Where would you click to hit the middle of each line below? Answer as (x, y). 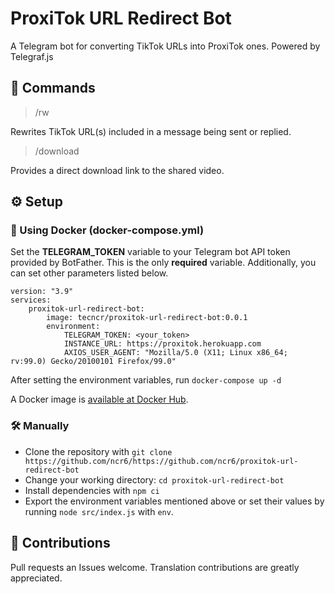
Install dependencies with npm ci (92, 490)
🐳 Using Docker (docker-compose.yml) (107, 230)
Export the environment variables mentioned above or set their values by (174, 501)
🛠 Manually (40, 426)
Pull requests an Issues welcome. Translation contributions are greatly (155, 567)
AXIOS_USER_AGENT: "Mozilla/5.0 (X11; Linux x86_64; (175, 353)
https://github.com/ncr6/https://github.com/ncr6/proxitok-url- (161, 461)
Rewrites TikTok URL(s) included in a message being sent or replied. (151, 131)
